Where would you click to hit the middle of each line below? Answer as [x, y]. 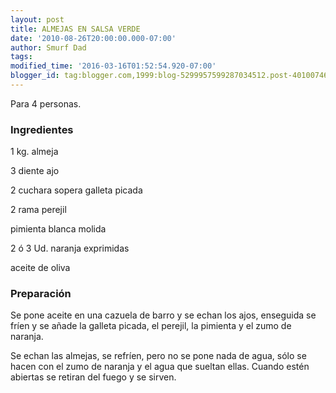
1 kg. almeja [34, 152]
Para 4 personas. [46, 103]
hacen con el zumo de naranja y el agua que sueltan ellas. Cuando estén [160, 367]
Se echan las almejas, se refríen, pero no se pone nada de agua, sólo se [158, 356]
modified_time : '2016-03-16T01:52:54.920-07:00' [113, 66]
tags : [21, 57]
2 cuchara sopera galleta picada [76, 190]
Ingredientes [42, 129]
